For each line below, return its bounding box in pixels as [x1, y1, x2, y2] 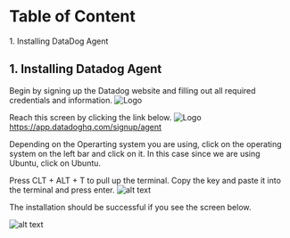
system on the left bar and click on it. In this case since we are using [9, 148, 261, 159]
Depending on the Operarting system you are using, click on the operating [9, 138, 283, 149]
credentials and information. [9, 94, 113, 105]
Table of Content [9, 6, 137, 27]
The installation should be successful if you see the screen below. [9, 201, 252, 212]
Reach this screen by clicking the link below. [9, 111, 172, 122]
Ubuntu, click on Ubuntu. [9, 158, 101, 168]
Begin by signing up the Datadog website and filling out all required [9, 85, 256, 95]
